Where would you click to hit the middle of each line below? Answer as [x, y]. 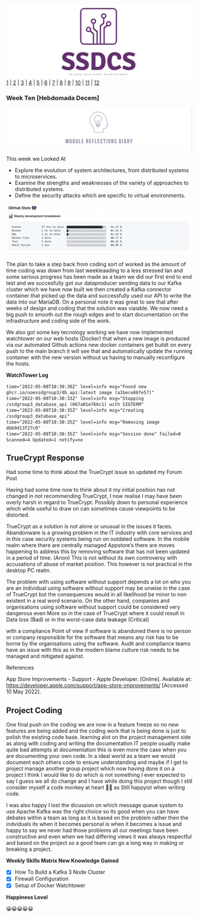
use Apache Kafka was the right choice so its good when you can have [92, 812]
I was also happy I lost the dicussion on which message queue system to [95, 805]
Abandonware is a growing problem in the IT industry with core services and [99, 533]
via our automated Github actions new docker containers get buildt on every [99, 344]
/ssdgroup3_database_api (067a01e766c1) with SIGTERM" [75, 404]
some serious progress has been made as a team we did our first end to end [99, 276]
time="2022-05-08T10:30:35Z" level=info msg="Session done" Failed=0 [94, 434]
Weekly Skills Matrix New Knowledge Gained [63, 861]
